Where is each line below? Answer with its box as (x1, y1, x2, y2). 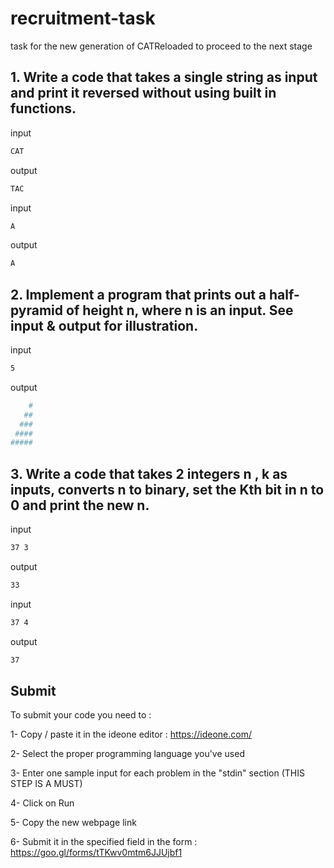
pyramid (10, 302, 64, 319)
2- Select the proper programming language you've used (10, 748, 245, 760)
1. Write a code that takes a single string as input (10, 69, 318, 86)
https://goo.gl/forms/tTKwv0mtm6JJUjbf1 (10, 847, 183, 859)
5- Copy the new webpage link (10, 817, 137, 829)
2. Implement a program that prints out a (10, 286, 267, 303)
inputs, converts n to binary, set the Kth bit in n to (10, 481, 325, 498)
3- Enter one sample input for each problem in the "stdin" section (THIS (10, 767, 305, 779)
